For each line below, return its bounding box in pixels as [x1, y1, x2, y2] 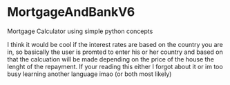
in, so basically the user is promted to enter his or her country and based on [7, 48, 223, 56]
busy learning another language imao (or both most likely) [7, 70, 172, 78]
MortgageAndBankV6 [7, 4, 135, 20]
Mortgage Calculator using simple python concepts [7, 27, 153, 35]
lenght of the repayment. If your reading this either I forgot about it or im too [7, 62, 223, 70]
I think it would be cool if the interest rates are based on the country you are [7, 40, 223, 48]
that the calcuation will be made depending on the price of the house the [7, 55, 214, 63]
